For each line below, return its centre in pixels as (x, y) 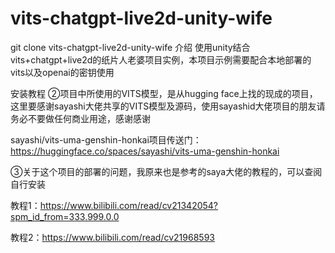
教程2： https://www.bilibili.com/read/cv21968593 (112, 237)
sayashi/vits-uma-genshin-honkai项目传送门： (106, 139)
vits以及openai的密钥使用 (62, 72)
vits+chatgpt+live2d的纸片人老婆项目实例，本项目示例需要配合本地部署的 (161, 59)
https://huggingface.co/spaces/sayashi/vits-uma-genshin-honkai (145, 151)
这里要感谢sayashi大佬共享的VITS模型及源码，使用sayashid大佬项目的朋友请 (168, 106)
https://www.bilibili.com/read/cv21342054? (129, 205)
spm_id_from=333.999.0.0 (65, 216)
